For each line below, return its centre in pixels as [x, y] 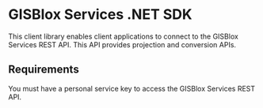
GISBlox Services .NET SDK [100, 15]
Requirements [44, 70]
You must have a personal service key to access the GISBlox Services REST [132, 88]
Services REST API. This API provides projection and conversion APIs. [122, 44]
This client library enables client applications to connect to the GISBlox [124, 36]
